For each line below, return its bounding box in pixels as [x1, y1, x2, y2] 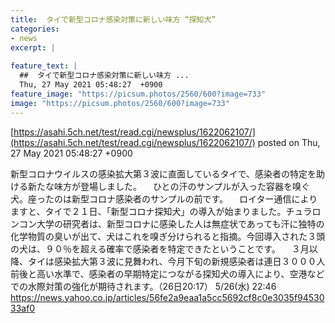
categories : [10, 24, 60, 34]
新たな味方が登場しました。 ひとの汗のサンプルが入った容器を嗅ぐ [27, 180, 310, 192]
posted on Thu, [257, 136, 321, 148]
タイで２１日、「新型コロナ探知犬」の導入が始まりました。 [44, 205, 287, 217]
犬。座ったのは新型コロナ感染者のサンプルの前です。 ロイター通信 [10, 192, 292, 205]
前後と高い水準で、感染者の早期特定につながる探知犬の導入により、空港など [10, 267, 325, 280]
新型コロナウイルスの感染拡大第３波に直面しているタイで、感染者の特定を [10, 167, 317, 180]
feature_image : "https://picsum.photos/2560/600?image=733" [10, 89, 267, 99]
